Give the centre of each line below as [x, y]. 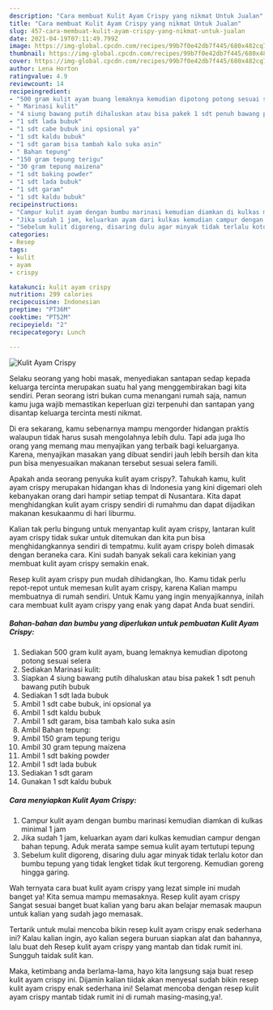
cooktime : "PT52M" [40, 317]
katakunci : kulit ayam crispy [60, 287]
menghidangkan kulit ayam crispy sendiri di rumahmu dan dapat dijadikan [132, 505]
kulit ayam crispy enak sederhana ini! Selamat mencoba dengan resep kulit [134, 989]
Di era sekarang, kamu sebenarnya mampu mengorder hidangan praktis [129, 428]
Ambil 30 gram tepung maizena [73, 747]
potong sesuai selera [56, 661]
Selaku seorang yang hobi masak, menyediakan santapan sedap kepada [130, 378]
